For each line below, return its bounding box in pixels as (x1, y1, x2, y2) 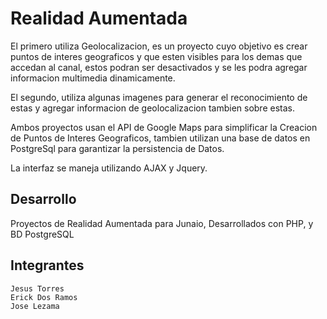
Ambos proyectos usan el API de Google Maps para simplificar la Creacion (10, 121, 318, 133)
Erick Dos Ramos (10, 292, 78, 302)
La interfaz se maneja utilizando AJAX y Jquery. (10, 162, 208, 174)
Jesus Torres (10, 283, 65, 294)
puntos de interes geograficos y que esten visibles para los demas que (10, 50, 303, 62)
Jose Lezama (10, 301, 60, 311)
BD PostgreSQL (10, 228, 75, 240)
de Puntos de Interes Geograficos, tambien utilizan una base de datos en (10, 132, 311, 144)
